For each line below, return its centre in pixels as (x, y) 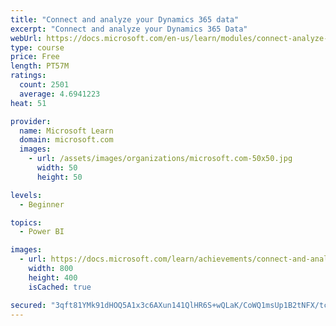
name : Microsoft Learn (66, 131)
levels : (26, 195)
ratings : (28, 76)
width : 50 (57, 168)
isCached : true (60, 287)
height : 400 (53, 277)
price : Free (35, 57)
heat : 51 (28, 103)
